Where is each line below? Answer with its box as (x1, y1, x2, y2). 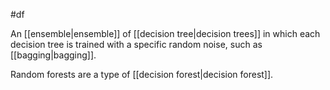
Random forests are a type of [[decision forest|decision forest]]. (10, 69, 274, 80)
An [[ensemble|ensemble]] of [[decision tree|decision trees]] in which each (10, 28, 321, 39)
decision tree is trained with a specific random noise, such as (10, 39, 263, 50)
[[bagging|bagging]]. (10, 49, 97, 61)
